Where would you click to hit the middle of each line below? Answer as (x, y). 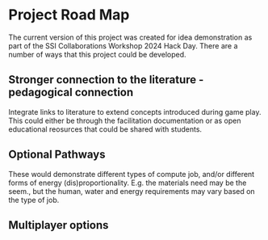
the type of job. (34, 200)
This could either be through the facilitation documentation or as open (125, 120)
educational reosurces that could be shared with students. (105, 129)
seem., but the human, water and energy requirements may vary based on (132, 191)
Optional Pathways (57, 155)
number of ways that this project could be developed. (98, 54)
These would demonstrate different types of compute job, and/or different (132, 174)
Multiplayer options (59, 225)
